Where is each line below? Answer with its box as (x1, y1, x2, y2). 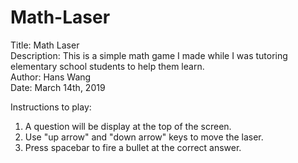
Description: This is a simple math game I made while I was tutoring (10, 49, 288, 61)
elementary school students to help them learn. (10, 60, 205, 72)
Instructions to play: (10, 101, 92, 113)
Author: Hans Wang (10, 71, 92, 83)
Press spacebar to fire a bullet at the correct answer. (24, 141, 242, 153)
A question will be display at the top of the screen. (24, 120, 232, 132)
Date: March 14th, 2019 (10, 81, 106, 93)
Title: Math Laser (10, 39, 80, 51)
